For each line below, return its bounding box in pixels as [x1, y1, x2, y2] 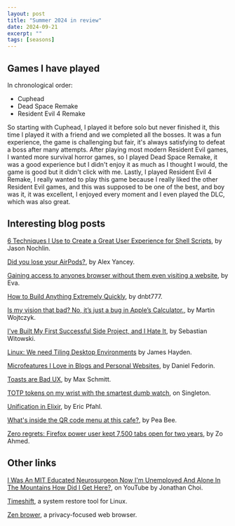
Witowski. [7, 334, 36, 342]
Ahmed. [7, 436, 30, 445]
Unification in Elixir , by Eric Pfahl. [7, 402, 103, 410]
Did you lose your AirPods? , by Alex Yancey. [7, 257, 135, 266]
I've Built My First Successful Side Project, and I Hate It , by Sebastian [7, 327, 208, 335]
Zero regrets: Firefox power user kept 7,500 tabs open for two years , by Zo [7, 429, 223, 438]
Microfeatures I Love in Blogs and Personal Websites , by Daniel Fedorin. [7, 361, 215, 370]
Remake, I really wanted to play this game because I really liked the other [7, 175, 218, 183]
